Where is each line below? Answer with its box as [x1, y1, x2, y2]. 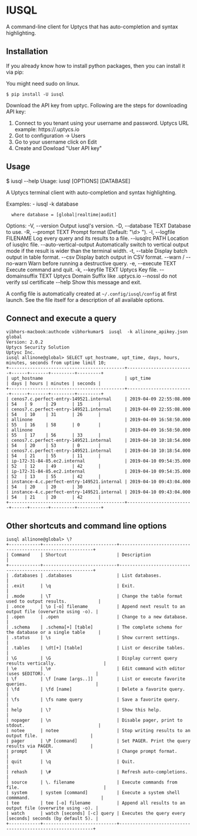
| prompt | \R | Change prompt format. [6, 749, 178, 754]
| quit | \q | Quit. [6, 759, 135, 765]
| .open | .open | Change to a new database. [6, 614, 188, 620]
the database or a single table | [6, 630, 101, 636]
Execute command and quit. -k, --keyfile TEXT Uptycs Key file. [6, 266, 158, 273]
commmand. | [6, 795, 104, 801]
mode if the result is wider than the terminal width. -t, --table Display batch [6, 247, 188, 254]
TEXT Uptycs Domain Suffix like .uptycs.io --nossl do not [39, 272, 178, 279]
